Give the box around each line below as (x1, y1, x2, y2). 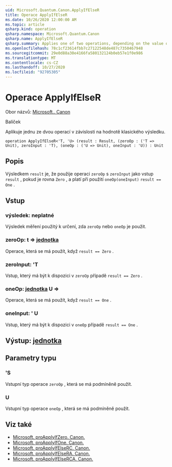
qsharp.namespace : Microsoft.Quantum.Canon (5, 31, 100, 36)
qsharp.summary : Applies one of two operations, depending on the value (5, 41, 164, 46)
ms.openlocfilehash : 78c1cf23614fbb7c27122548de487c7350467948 (5, 46, 143, 51)
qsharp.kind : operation (5, 27, 56, 32)
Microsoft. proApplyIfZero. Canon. (12, 434, 85, 440)
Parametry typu (5, 354, 56, 363)
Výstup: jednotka (5, 337, 62, 345)
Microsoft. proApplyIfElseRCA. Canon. (12, 456, 93, 462)
